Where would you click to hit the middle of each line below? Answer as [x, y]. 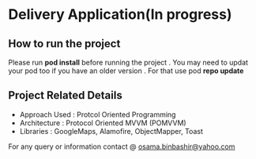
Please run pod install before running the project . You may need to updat [128, 62]
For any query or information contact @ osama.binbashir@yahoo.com [122, 146]
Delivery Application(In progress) [120, 15]
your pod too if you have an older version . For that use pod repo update [126, 71]
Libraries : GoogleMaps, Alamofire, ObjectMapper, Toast [111, 131]
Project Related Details [65, 96]
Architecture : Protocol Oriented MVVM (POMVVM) [103, 123]
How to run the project [64, 44]
